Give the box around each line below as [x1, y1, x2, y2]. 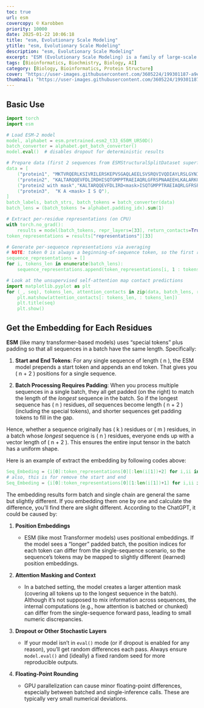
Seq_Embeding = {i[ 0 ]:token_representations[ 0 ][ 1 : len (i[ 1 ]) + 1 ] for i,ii [6, 479, 194, 486]
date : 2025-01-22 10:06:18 [6, 32, 75, 38]
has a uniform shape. [6, 445, 59, 452]
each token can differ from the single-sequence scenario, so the [24, 546, 186, 554]
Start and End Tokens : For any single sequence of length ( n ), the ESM [15, 357, 194, 364]
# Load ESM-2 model [6, 132, 56, 138]
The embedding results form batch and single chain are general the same [6, 490, 190, 498]
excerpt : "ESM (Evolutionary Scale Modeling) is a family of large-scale [6, 54, 197, 60]
